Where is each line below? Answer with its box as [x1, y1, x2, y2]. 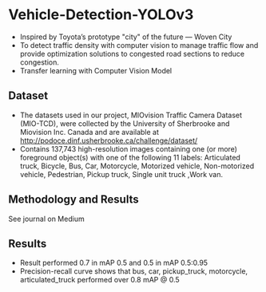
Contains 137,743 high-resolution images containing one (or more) [19, 144, 238, 153]
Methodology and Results [8, 193, 139, 207]
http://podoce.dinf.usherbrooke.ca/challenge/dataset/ [19, 136, 198, 145]
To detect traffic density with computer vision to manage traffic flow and [19, 40, 259, 49]
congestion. [19, 57, 60, 67]
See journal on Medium [8, 214, 85, 223]
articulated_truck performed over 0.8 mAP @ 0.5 [19, 275, 180, 285]
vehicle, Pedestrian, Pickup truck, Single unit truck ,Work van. [19, 169, 224, 179]
